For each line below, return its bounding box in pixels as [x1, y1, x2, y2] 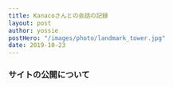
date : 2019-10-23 [8, 42, 66, 49]
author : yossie [8, 26, 59, 34]
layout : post [8, 19, 52, 27]
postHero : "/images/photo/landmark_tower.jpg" [8, 34, 166, 42]
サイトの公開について [8, 69, 90, 81]
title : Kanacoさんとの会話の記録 [8, 11, 108, 20]
